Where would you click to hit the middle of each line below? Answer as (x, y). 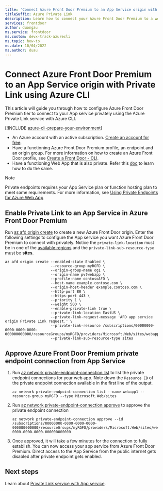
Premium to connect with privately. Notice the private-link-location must (80, 243)
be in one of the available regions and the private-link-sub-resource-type (80, 248)
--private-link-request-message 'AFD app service (102, 317)
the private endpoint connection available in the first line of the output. (82, 383)
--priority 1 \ (66, 300)
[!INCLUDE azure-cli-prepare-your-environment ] (54, 128)
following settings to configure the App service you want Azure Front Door (79, 237)
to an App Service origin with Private (81, 84)
